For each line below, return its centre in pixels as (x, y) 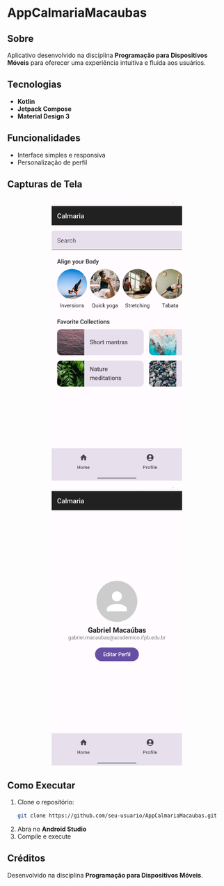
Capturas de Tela (45, 184)
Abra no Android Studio (52, 829)
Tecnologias (34, 85)
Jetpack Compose (44, 109)
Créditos (26, 858)
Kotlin (26, 101)
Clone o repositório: (46, 802)
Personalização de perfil (52, 162)
